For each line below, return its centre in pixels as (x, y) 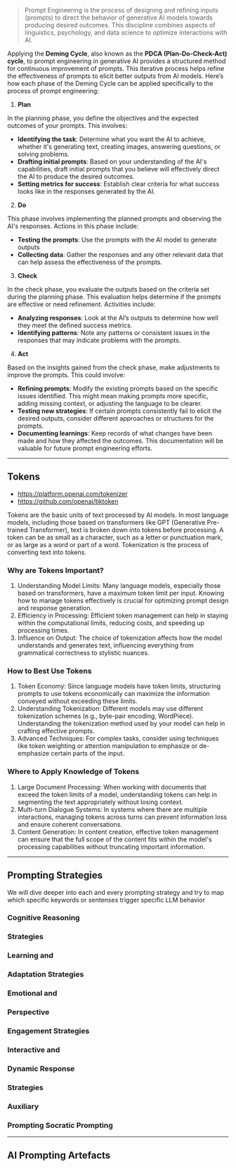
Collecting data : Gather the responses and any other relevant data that (120, 255)
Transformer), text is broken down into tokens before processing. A (126, 530)
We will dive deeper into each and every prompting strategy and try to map (116, 892)
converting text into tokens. (47, 552)
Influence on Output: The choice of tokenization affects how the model (120, 638)
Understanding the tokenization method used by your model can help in (121, 723)
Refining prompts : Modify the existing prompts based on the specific (118, 388)
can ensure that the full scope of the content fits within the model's (114, 839)
